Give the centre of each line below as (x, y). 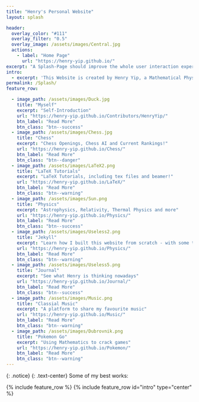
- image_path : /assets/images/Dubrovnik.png (67, 331)
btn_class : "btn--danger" (49, 160)
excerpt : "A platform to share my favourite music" (82, 309)
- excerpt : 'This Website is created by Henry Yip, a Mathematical (97, 78)
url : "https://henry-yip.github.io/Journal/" (74, 281)
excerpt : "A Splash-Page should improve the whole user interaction (92, 67)
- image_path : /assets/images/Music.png (62, 298)
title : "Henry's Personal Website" (50, 12)
